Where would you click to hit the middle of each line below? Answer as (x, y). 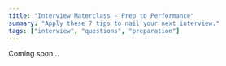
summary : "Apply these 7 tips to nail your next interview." (114, 23)
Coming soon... (34, 54)
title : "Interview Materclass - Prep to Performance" (102, 16)
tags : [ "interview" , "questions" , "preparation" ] (94, 31)
